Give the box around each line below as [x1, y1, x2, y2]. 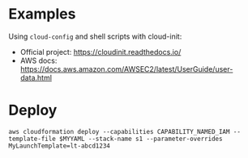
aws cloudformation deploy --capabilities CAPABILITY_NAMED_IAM [8, 127, 230, 135]
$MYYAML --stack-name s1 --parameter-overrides [59, 135, 223, 143]
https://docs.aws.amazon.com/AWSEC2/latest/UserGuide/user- [19, 64, 233, 73]
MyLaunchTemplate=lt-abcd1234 [8, 142, 111, 150]
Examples [8, 5, 76, 23]
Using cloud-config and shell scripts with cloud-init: [8, 31, 182, 41]
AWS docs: [19, 56, 58, 65]
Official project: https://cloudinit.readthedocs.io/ [19, 47, 182, 56]
